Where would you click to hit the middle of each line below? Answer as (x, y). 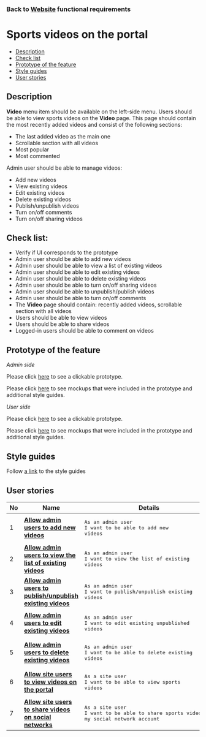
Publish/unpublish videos (47, 206)
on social (38, 717)
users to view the (50, 555)
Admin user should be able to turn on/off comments (81, 298)
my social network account (122, 719)
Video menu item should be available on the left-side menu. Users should (99, 111)
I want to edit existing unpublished (137, 623)
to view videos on (51, 682)
